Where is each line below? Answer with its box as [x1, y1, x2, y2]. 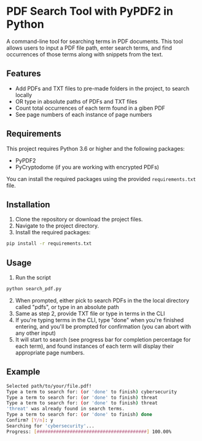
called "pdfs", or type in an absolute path [15, 303, 120, 310]
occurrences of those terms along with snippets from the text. [6, 50, 163, 58]
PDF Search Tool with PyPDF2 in [6, 4, 174, 18]
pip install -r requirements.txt [6, 240, 92, 247]
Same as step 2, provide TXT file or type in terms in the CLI [15, 310, 165, 317]
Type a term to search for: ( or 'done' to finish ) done [6, 412, 152, 418]
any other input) [15, 329, 56, 337]
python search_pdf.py [6, 286, 62, 292]
